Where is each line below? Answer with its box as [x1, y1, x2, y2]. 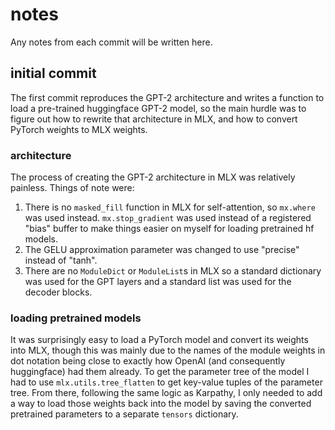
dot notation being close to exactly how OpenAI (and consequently [10, 355, 286, 367]
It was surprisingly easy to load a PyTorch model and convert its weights [10, 334, 309, 346]
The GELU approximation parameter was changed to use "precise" [24, 244, 300, 256]
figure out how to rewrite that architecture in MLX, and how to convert [10, 113, 298, 125]
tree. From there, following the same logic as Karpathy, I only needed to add [10, 387, 323, 399]
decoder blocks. [24, 286, 93, 298]
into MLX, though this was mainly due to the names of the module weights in [10, 344, 326, 357]
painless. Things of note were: [10, 182, 135, 194]
